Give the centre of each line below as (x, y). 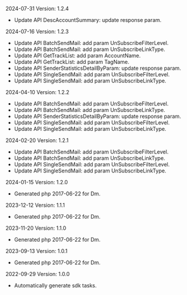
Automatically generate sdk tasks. (55, 286)
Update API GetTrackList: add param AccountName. (77, 55)
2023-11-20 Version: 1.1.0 (36, 228)
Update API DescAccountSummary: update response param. (88, 20)
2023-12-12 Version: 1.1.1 (35, 205)
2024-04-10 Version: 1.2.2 (37, 92)
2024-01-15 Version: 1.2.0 (37, 182)
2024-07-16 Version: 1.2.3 (37, 31)
